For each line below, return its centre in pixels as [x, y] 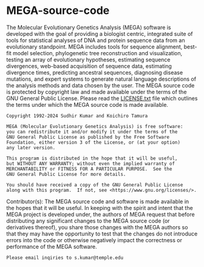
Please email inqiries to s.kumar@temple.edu [65, 258]
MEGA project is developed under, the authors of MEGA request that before [101, 214]
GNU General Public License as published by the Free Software [88, 137]
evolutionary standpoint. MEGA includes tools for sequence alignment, [94, 47]
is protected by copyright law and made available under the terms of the [97, 92]
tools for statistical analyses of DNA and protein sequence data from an [96, 40]
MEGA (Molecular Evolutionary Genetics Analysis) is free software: [95, 126]
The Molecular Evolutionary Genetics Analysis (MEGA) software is [89, 27]
